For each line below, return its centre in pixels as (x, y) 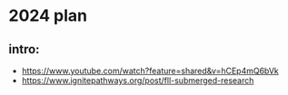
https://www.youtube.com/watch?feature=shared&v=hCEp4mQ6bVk (150, 71)
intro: (24, 49)
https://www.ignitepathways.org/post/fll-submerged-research (138, 81)
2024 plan (48, 16)
